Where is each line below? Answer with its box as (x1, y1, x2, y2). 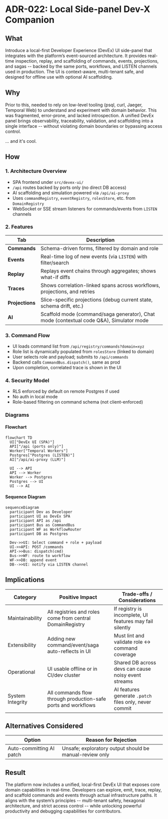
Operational (7, 668, 35, 675)
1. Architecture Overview (5, 168, 67, 175)
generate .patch (113, 692, 152, 699)
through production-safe (47, 695, 106, 702)
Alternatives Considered (5, 721, 83, 730)
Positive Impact (59, 594, 97, 601)
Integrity (7, 698, 27, 705)
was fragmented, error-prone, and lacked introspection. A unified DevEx (5, 112, 154, 118)
